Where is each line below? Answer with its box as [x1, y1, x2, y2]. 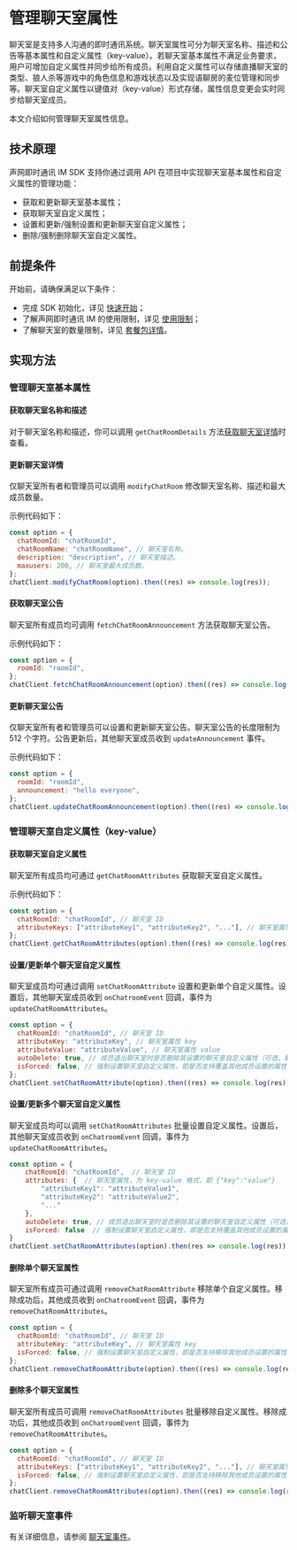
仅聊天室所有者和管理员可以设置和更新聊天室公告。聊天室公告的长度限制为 [9, 722, 280, 733]
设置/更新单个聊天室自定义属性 [9, 960, 121, 970]
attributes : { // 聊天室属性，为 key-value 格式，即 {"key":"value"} [25, 1176, 276, 1185]
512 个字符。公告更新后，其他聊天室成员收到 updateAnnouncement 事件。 [9, 733, 270, 744]
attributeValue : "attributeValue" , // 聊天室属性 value [17, 1045, 221, 1054]
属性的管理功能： [16, 178, 80, 189]
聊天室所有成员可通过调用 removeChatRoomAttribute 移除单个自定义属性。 [9, 1284, 276, 1294]
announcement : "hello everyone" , [17, 786, 141, 795]
